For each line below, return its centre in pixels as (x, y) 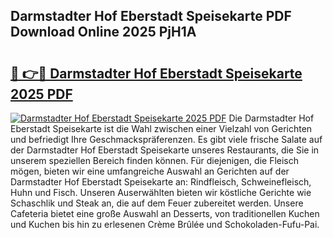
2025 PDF (41, 94)
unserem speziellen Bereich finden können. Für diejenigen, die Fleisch (155, 160)
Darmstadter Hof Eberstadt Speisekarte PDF (151, 16)
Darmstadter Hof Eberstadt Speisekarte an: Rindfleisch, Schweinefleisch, (161, 182)
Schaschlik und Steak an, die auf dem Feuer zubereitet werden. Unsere (157, 203)
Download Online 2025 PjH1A (103, 32)
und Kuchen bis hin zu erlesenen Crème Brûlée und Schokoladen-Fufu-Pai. (165, 224)
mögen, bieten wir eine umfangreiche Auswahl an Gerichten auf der (150, 171)
